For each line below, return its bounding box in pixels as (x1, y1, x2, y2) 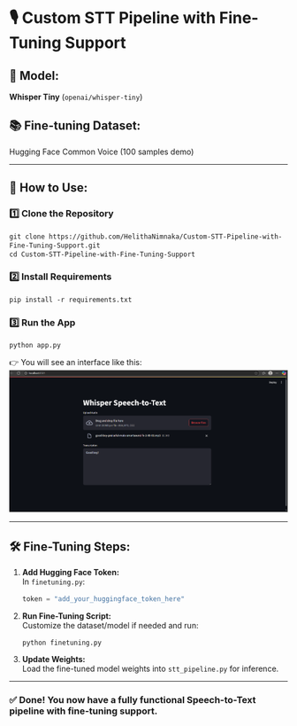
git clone (9, 232, 46, 241)
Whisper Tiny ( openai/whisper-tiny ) (9, 91, 143, 102)
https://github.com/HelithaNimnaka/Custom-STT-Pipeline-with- (48, 232, 283, 241)
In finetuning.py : (21, 576, 86, 587)
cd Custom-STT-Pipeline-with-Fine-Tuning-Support (9, 250, 196, 259)
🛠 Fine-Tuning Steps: (9, 539, 131, 554)
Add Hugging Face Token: (21, 567, 119, 578)
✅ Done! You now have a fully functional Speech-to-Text (9, 693, 256, 706)
